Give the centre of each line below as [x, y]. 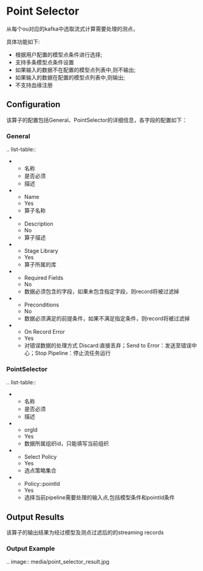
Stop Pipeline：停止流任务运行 [73, 353]
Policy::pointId [42, 484]
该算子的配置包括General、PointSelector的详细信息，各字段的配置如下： [97, 120]
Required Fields [44, 278]
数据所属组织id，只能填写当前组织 [67, 444]
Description [39, 224]
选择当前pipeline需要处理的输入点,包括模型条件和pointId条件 [99, 497]
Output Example [31, 549]
